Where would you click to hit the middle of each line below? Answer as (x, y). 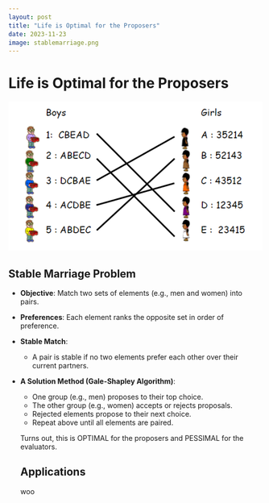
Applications (53, 472)
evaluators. (39, 447)
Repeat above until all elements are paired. (103, 422)
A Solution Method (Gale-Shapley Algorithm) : (97, 381)
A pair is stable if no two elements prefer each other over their (135, 357)
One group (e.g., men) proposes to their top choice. (118, 397)
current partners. (60, 366)
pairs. (29, 301)
